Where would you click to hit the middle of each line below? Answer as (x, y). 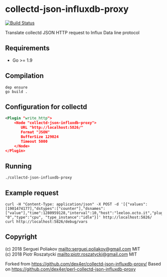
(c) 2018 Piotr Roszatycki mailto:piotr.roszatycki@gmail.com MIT (71, 254)
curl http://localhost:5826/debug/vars (46, 222)
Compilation (24, 76)
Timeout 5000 (34, 141)
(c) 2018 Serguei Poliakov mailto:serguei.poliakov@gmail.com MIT (73, 249)
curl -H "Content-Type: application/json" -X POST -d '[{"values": (77, 204)
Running (19, 166)
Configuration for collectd (46, 107)
